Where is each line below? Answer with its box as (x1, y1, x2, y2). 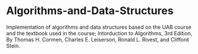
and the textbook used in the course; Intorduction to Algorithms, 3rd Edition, (6, 29, 193, 36)
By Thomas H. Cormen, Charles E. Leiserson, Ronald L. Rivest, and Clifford (6, 36, 189, 43)
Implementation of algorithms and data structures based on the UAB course (6, 23, 191, 31)
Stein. (6, 42, 21, 49)
